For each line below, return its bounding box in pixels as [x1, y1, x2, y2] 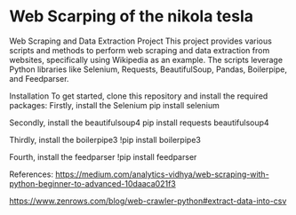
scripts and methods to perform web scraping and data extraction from [9, 44, 270, 55]
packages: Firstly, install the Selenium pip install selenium [9, 100, 220, 110]
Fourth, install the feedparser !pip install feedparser [9, 151, 197, 162]
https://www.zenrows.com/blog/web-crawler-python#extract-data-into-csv [9, 195, 287, 206]
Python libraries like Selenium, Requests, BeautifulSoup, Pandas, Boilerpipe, [9, 64, 287, 75]
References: [9, 169, 53, 179]
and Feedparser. [9, 73, 69, 84]
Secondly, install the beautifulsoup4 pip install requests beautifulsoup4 [9, 117, 269, 128]
